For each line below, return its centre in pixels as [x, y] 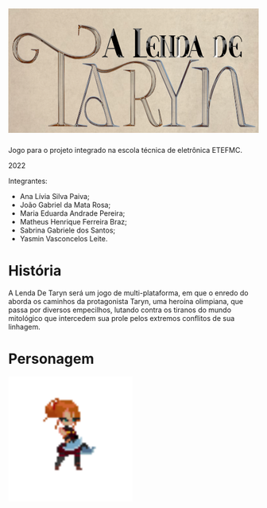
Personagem [51, 359]
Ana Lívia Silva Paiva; [54, 196]
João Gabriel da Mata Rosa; [65, 205]
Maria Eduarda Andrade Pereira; [72, 213]
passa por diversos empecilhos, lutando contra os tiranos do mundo [120, 310]
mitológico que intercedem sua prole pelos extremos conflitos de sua [122, 318]
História [35, 271]
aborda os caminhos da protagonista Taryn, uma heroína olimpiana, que [126, 301]
